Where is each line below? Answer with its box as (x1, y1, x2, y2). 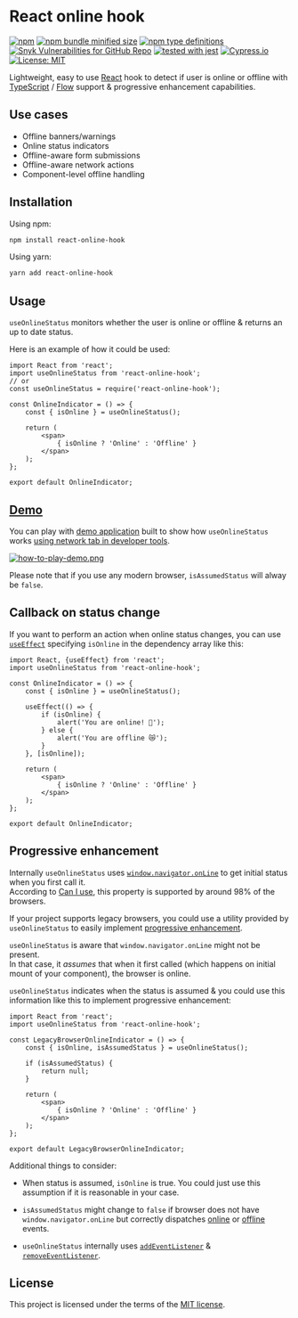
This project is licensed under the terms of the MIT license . (9, 1299, 225, 1310)
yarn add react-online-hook (9, 269, 114, 278)
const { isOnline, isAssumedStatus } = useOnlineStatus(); (25, 1043, 249, 1052)
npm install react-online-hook (9, 235, 125, 244)
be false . (9, 579, 44, 590)
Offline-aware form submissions (21, 150, 141, 160)
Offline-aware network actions (21, 159, 135, 170)
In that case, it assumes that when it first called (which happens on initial (9, 958, 276, 969)
